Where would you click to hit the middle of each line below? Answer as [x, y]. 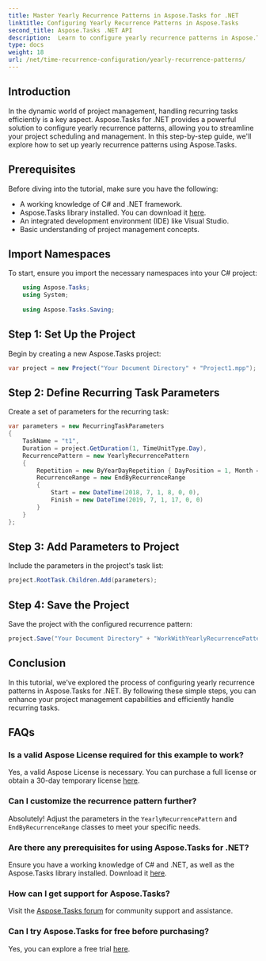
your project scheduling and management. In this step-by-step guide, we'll [130, 136]
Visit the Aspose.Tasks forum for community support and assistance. [121, 911]
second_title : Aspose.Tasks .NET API [70, 30]
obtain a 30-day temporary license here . [74, 780]
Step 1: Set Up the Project [72, 335]
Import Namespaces [59, 254]
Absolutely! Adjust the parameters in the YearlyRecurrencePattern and [123, 818]
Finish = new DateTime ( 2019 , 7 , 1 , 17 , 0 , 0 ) [127, 500]
